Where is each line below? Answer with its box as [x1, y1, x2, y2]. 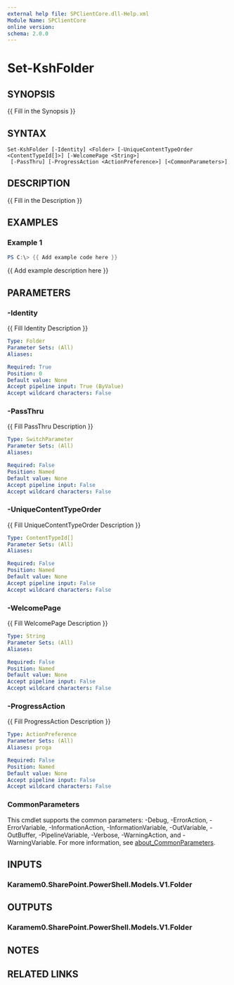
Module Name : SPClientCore [7, 17, 86, 24]
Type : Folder [7, 337, 46, 345]
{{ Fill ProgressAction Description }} [7, 717, 111, 726]
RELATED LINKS [7, 968, 79, 980]
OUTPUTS [7, 901, 53, 913]
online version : [7, 23, 55, 30]
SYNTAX [7, 128, 47, 140]
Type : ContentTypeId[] [7, 534, 74, 541]
